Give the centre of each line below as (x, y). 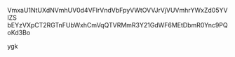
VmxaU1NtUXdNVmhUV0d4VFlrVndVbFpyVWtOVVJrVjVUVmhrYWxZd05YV (117, 10)
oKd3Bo (19, 32)
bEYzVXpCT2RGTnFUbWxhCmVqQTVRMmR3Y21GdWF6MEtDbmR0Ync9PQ (117, 25)
